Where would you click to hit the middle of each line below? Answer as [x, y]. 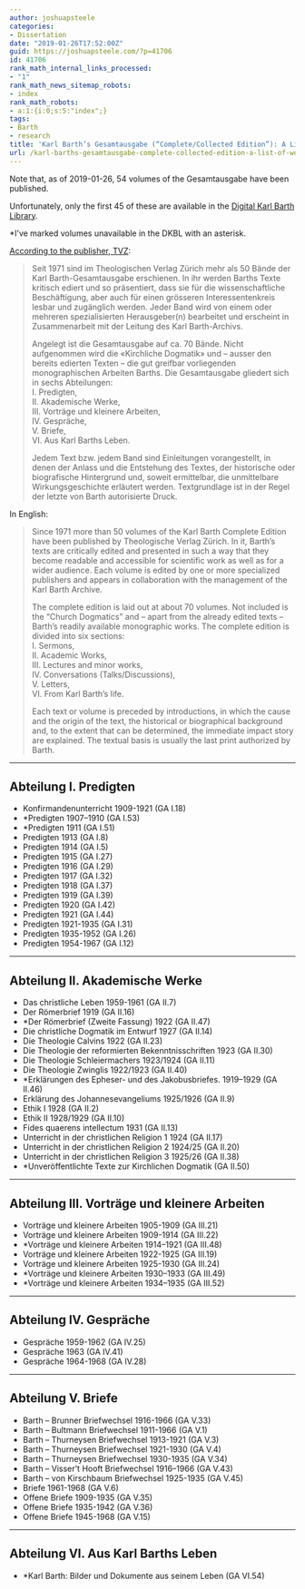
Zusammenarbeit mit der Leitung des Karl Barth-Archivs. [137, 326]
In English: [29, 514]
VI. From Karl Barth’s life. [78, 693]
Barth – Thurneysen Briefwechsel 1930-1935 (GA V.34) [125, 1458]
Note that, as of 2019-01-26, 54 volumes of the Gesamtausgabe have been [149, 179]
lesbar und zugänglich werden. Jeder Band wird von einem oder [152, 307]
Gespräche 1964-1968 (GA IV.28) [84, 1361]
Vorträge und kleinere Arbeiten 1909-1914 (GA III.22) [121, 1235]
